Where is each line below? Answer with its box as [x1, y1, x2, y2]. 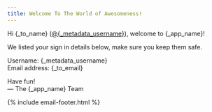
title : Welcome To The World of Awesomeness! [7, 10, 142, 17]
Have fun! [7, 77, 36, 86]
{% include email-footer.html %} [7, 98, 100, 106]
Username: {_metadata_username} [7, 56, 108, 65]
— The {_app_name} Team [7, 84, 84, 93]
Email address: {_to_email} [7, 63, 83, 72]
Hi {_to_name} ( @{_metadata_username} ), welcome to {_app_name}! [7, 29, 205, 38]
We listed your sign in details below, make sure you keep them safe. [7, 42, 203, 51]
